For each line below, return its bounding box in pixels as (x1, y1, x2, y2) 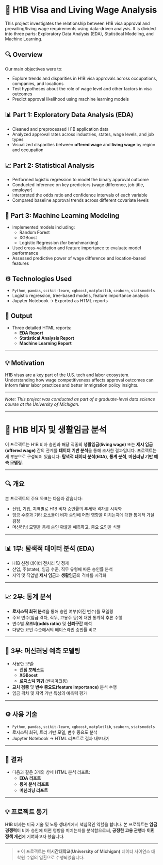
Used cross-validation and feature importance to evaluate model (12, 245, 142, 251)
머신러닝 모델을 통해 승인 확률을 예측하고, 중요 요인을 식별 (12, 524, 121, 530)
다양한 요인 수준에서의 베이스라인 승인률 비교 (12, 627, 97, 632)
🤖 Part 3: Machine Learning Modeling (5, 211, 120, 220)
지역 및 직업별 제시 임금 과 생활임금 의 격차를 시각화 (12, 572, 107, 578)
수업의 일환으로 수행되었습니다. (26, 855, 85, 861)
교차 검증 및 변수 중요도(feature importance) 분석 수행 (12, 684, 117, 690)
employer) (12, 187, 33, 193)
